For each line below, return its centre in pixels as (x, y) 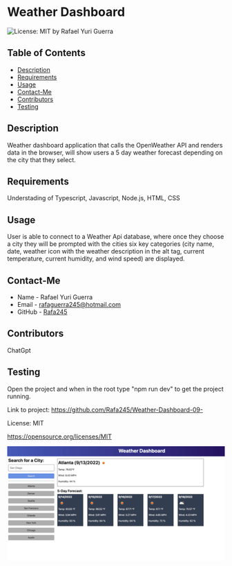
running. (19, 396)
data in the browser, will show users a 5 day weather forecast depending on (115, 152)
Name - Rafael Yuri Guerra (55, 297)
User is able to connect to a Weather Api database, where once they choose (116, 237)
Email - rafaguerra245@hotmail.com (69, 304)
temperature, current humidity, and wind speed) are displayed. (96, 259)
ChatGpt (19, 350)
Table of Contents (47, 53)
